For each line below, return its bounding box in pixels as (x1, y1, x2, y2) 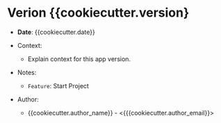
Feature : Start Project (27, 81, 89, 90)
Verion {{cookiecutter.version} (7, 5, 190, 21)
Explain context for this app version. (27, 54, 131, 63)
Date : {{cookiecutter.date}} (17, 28, 95, 36)
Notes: (17, 68, 37, 76)
